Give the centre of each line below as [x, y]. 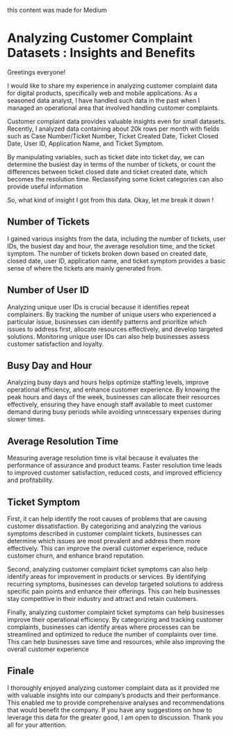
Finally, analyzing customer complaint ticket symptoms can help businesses [116, 612]
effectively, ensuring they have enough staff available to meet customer [110, 405]
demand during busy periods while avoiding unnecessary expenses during [114, 412]
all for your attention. [37, 725]
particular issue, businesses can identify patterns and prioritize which [107, 321]
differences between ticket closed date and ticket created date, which [107, 171]
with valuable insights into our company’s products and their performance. [114, 695]
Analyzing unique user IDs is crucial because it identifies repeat [98, 307]
